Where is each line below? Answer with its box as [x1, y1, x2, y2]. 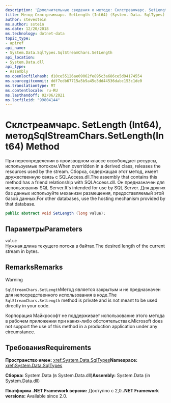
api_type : [5, 64, 26, 69]
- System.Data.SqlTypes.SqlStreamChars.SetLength [5, 50, 113, 55]
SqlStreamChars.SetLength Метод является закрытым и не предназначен [5, 286, 161, 293]
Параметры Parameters [5, 225, 83, 234]
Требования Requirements [5, 343, 92, 352]
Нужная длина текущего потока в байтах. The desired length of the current [5, 243, 165, 249]
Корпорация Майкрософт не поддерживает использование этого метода [5, 312, 165, 319]
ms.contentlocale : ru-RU [5, 88, 58, 93]
